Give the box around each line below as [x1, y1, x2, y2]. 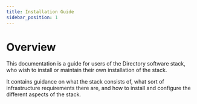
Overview [6, 40, 56, 54]
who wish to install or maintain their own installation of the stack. [6, 67, 167, 74]
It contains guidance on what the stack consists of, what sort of [6, 78, 164, 85]
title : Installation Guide [6, 8, 74, 15]
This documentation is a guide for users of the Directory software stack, [6, 60, 186, 67]
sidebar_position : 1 [6, 14, 59, 20]
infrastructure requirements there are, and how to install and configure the [6, 85, 192, 92]
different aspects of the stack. [6, 91, 82, 98]
